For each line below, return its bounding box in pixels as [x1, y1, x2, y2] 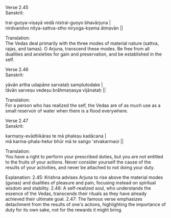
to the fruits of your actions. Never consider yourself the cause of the [5, 159, 152, 165]
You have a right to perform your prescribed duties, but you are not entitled [5, 154, 163, 159]
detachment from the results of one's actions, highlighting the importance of [5, 201, 166, 207]
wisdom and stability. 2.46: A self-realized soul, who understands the [5, 185, 152, 191]
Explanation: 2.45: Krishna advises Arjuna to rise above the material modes [5, 174, 163, 180]
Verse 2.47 [5, 118, 29, 124]
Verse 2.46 [5, 66, 29, 72]
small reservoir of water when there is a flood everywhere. [5, 108, 129, 114]
